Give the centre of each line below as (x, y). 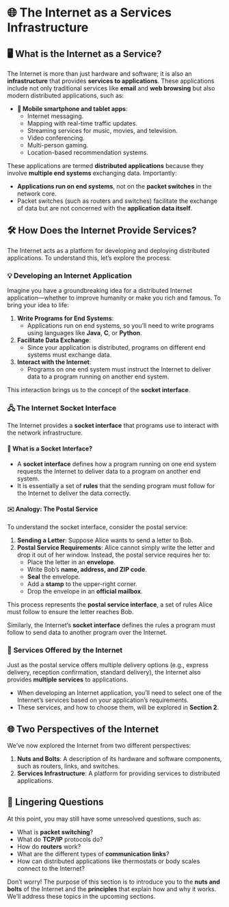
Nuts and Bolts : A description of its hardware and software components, (119, 758)
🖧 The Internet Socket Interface (62, 408)
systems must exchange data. (69, 355)
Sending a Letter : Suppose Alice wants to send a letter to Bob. (105, 540)
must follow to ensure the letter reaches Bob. (70, 612)
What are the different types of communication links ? (93, 854)
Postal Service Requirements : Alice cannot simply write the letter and (116, 547)
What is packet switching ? (55, 832)
